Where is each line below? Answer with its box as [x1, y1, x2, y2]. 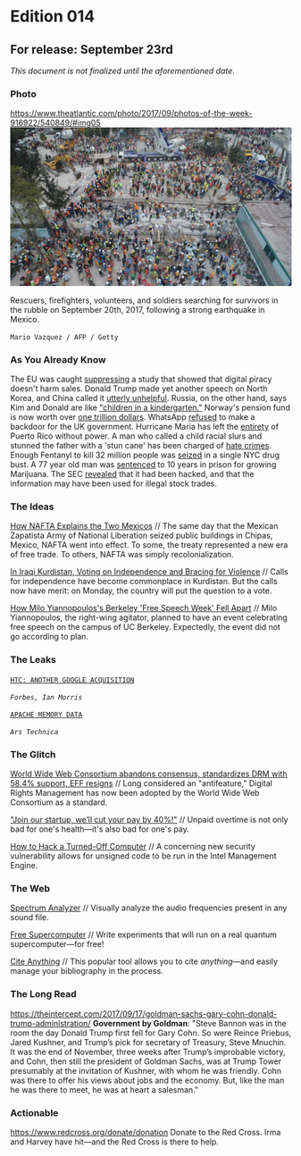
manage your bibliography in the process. [10, 966, 163, 976]
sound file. [10, 912, 50, 923]
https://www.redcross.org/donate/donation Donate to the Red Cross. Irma [10, 1127, 281, 1137]
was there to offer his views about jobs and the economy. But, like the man [10, 1075, 285, 1085]
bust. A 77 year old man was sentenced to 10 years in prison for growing [10, 459, 277, 470]
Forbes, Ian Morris [10, 692, 83, 702]
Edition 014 [10, 6, 96, 27]
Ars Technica [10, 727, 59, 736]
